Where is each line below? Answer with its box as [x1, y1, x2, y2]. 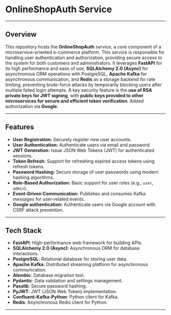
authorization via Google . [5, 103, 59, 109]
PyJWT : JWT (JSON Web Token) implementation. [12, 288, 118, 295]
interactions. [12, 251, 39, 257]
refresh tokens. [12, 163, 45, 169]
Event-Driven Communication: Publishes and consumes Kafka [12, 190, 146, 197]
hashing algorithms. [12, 174, 54, 180]
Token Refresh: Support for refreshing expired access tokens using [12, 158, 155, 164]
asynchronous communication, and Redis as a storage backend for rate [5, 76, 156, 82]
